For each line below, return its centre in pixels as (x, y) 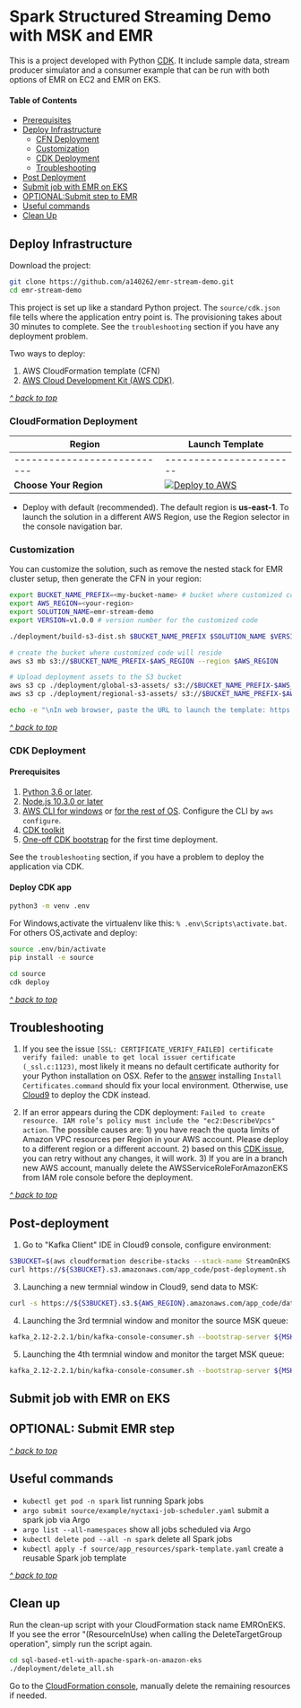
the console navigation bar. (72, 526)
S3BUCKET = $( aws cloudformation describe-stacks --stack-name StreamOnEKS (150, 1262)
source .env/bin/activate (57, 949)
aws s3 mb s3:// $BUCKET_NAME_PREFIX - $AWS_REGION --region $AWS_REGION (144, 661)
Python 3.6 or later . (57, 792)
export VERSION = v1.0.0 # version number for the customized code (133, 620)
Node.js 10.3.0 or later (63, 802)
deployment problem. (49, 336)
